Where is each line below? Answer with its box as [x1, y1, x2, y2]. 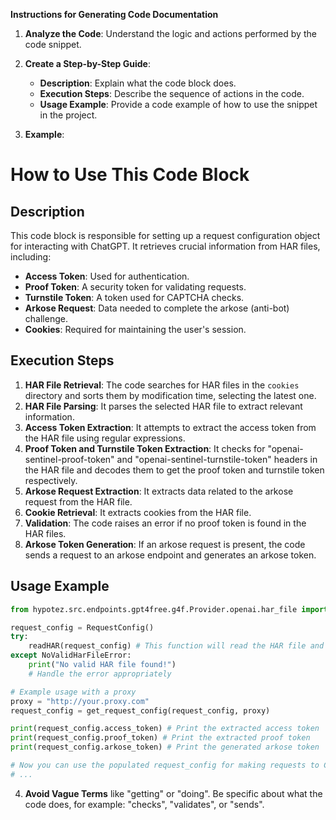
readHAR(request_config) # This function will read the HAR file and [28, 641, 325, 651]
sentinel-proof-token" [24, 453, 115, 465]
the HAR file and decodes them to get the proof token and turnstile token [24, 464, 325, 476]
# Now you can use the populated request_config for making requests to [10, 760, 320, 770]
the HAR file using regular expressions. [24, 432, 186, 444]
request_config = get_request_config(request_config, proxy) [10, 705, 271, 716]
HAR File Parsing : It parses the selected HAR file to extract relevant [24, 400, 303, 412]
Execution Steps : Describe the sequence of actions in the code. [39, 88, 305, 99]
